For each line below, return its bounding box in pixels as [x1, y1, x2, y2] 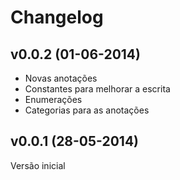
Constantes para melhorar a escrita [24, 83, 171, 95]
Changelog [10, 6, 104, 29]
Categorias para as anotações [24, 104, 150, 116]
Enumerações [24, 94, 83, 105]
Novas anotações [24, 72, 98, 84]
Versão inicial [10, 159, 66, 171]
